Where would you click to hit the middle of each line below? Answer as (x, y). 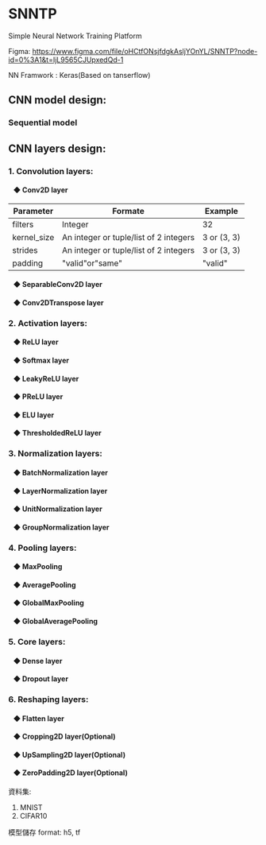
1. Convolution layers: (51, 171)
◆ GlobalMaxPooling (49, 603)
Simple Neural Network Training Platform (75, 36)
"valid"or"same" (93, 263)
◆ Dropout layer (41, 679)
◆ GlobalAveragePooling (55, 622)
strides (25, 250)
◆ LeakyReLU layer (46, 378)
